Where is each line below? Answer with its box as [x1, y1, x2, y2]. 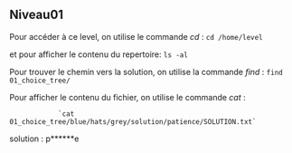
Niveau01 [9, 7, 64, 23]
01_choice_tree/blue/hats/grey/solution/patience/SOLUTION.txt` [9, 117, 257, 126]
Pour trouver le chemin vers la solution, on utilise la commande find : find [9, 66, 283, 77]
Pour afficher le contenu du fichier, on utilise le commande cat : [9, 91, 246, 102]
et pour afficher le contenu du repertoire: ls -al [9, 49, 188, 60]
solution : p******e [9, 133, 80, 144]
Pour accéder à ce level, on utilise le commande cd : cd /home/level [9, 31, 264, 42]
